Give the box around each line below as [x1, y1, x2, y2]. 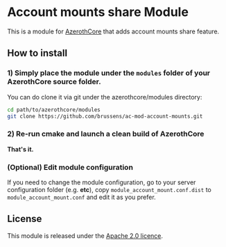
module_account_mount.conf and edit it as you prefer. [7, 193, 156, 201]
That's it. [7, 145, 34, 153]
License [7, 213, 42, 225]
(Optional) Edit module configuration [7, 162, 134, 172]
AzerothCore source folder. [7, 77, 102, 87]
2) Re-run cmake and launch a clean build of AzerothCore [7, 129, 205, 139]
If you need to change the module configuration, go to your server [7, 178, 196, 186]
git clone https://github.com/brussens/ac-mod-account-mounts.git [7, 113, 203, 120]
